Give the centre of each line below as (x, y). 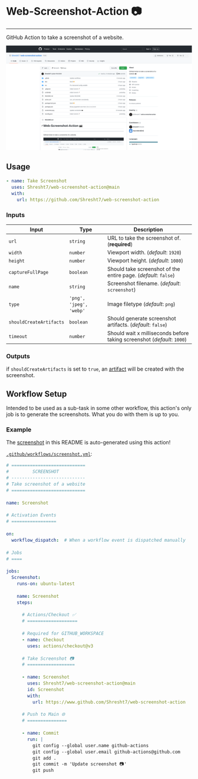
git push (43, 771)
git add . (44, 758)
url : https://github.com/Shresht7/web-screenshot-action (88, 199)
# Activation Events (32, 515)
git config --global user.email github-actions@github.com (106, 752)
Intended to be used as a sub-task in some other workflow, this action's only (99, 408)
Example (19, 430)
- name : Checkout (43, 640)
